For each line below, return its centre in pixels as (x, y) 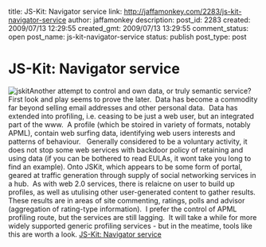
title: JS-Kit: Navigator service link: (65, 12)
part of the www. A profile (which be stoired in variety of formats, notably (129, 124)
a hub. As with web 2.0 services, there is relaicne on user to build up (121, 183)
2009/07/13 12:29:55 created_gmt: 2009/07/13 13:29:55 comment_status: (129, 28)
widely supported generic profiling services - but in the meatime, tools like (130, 226)
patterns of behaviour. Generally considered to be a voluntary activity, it (128, 141)
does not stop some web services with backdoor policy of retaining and (126, 149)
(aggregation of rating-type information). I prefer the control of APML (123, 209)
